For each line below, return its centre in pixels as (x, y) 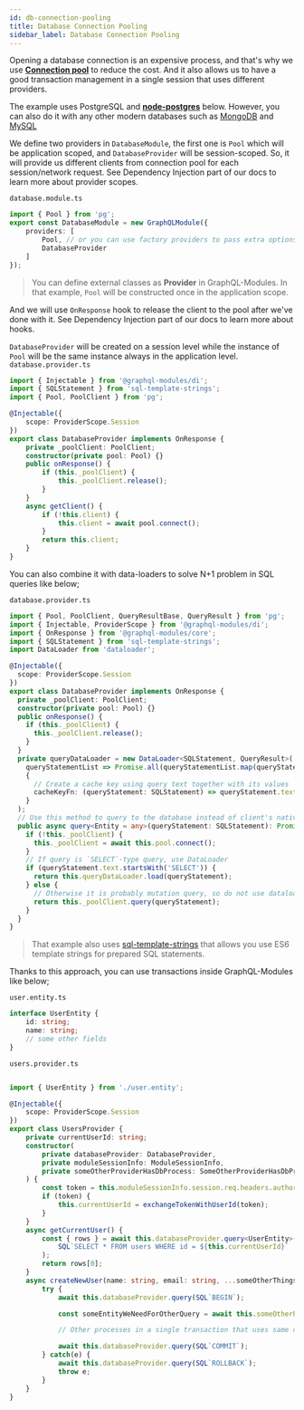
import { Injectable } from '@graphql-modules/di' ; (109, 380)
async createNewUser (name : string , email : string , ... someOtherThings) (163, 1281)
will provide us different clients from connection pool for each (124, 163)
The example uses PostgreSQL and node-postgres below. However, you (145, 107)
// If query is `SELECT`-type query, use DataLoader (127, 860)
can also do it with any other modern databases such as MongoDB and (142, 116)
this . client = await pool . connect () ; (129, 523)
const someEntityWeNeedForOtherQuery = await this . (157, 1314)
